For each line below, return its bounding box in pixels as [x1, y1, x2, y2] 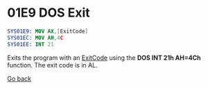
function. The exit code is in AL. [7, 60, 98, 69]
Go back [7, 74, 32, 83]
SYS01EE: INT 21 [7, 40, 54, 48]
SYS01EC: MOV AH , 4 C [7, 34, 64, 41]
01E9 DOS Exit [7, 5, 90, 21]
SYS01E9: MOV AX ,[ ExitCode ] [7, 28, 89, 35]
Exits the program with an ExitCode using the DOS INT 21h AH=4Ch [7, 54, 201, 62]
